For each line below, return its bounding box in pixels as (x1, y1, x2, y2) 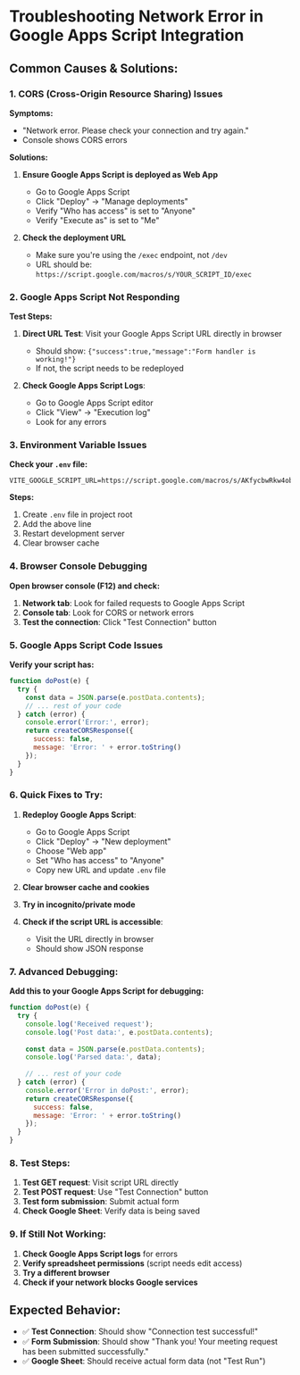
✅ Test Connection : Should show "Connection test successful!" (21, 1326, 259, 1337)
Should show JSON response (35, 943, 145, 954)
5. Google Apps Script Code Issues (9, 638, 163, 651)
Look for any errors (35, 417, 107, 428)
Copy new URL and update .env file (35, 864, 167, 875)
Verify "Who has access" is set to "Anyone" (35, 205, 196, 216)
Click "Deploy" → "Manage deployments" (35, 196, 189, 206)
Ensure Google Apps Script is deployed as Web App (21, 169, 219, 179)
